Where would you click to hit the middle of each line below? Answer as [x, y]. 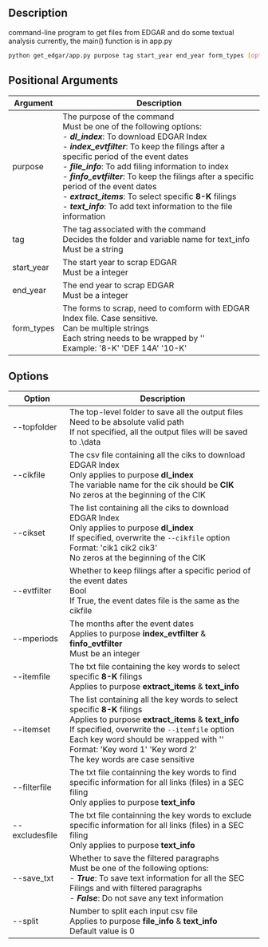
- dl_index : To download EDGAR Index [135, 137]
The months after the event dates [131, 624]
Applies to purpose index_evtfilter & [137, 634]
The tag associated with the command [134, 229]
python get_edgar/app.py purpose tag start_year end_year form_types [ [130, 55]
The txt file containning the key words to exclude [160, 815]
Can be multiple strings [106, 328]
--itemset [32, 730]
